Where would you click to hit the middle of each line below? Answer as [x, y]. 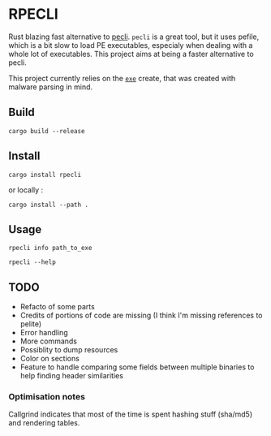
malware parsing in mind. [51, 87]
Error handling [44, 333]
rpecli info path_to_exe [50, 248]
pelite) [31, 324]
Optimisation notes [47, 397]
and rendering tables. [44, 423]
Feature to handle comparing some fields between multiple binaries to [137, 367]
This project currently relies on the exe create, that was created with [122, 78]
